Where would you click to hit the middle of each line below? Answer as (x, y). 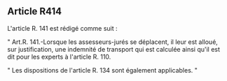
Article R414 (35, 12)
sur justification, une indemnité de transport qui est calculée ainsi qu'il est (114, 49)
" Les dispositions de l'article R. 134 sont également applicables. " (103, 70)
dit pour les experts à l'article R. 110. (59, 57)
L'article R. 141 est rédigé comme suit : (62, 28)
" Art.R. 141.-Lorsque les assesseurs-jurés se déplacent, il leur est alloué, (113, 42)
